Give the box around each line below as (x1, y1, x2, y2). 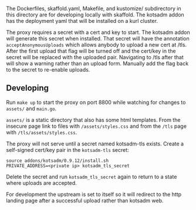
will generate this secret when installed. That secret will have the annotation (6, 35, 190, 42)
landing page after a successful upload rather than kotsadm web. (6, 197, 164, 204)
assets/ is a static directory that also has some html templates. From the (6, 116, 181, 123)
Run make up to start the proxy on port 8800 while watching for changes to (6, 99, 186, 106)
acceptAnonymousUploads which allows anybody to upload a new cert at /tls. (6, 41, 187, 48)
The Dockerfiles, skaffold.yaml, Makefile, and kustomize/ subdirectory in (6, 5, 181, 12)
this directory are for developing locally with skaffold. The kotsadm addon (6, 11, 185, 18)
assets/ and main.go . (6, 105, 57, 112)
